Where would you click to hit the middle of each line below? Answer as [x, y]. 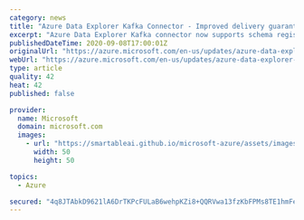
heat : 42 [26, 85]
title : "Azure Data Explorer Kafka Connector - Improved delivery [137, 26]
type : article [36, 69]
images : [32, 135]
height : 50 [54, 160]
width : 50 [52, 152]
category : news [38, 18]
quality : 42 [32, 77]
